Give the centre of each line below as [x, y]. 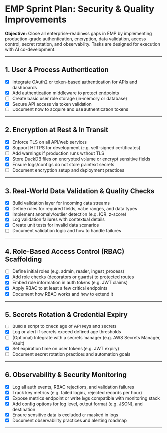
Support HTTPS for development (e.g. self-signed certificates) [76, 147]
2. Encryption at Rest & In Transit [57, 130]
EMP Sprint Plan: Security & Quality [80, 9]
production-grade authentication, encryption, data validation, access [76, 39]
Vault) [18, 343]
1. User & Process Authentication [57, 70]
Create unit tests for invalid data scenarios [56, 225]
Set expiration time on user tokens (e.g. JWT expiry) [66, 348]
